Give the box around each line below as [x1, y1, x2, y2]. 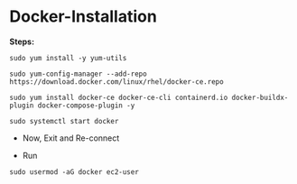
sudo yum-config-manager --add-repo [9, 69, 147, 78]
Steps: [9, 36, 34, 47]
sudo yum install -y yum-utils [9, 53, 127, 62]
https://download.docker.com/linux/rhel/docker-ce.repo [9, 77, 224, 87]
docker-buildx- [231, 93, 289, 102]
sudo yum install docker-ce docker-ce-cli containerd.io [9, 93, 228, 102]
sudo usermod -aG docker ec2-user [9, 167, 140, 177]
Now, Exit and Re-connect [22, 133, 120, 143]
